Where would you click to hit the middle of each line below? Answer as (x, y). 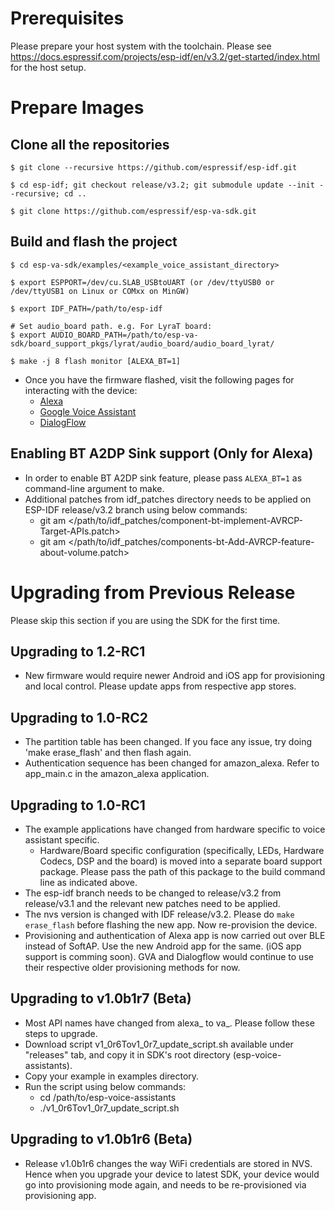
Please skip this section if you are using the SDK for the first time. (145, 620)
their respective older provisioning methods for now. (132, 967)
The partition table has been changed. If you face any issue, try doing (168, 742)
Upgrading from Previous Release (153, 592)
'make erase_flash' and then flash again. (108, 753)
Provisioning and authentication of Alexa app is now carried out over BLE (175, 935)
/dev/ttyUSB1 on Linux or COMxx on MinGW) (100, 291)
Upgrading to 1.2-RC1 (78, 651)
